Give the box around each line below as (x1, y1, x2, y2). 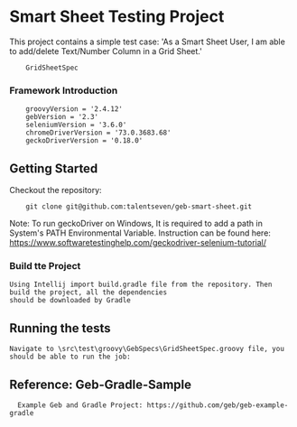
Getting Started (9, 161, 98, 176)
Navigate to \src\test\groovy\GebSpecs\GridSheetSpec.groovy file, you (9, 345, 284, 354)
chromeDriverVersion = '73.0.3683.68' (25, 128, 172, 137)
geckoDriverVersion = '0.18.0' (25, 136, 144, 145)
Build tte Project (9, 259, 81, 272)
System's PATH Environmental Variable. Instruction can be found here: (9, 227, 271, 238)
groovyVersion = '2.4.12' (25, 105, 124, 114)
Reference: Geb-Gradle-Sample (9, 376, 192, 392)
